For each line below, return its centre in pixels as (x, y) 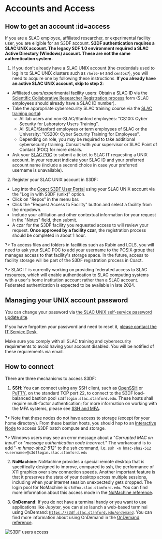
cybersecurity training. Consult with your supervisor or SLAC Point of (88, 144)
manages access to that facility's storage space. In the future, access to (77, 255)
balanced (21, 398)
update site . (17, 317)
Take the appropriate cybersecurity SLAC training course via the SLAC (82, 108)
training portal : (27, 114)
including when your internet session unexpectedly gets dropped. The (82, 482)
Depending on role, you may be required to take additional (77, 139)
